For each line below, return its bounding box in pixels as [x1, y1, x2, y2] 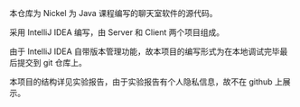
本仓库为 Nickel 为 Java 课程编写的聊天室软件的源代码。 [9, 8, 218, 18]
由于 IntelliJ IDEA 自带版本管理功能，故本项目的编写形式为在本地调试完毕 [9, 46, 280, 57]
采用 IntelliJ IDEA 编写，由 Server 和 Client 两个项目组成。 [9, 27, 224, 38]
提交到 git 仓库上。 [16, 58, 88, 67]
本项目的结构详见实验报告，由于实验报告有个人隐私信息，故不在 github [9, 76, 273, 87]
